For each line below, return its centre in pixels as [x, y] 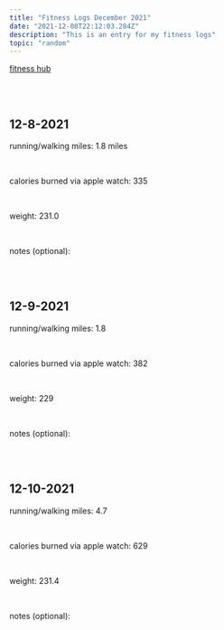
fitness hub [30, 69]
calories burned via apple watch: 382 [79, 363]
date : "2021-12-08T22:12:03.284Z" [75, 26]
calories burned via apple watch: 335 [79, 181]
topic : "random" [40, 43]
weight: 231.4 [35, 580]
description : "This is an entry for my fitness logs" [113, 34]
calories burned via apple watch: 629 [79, 545]
